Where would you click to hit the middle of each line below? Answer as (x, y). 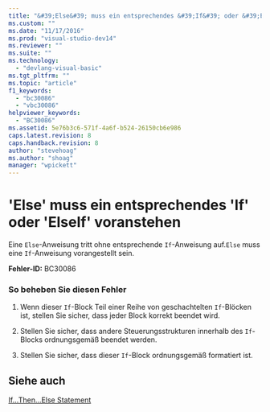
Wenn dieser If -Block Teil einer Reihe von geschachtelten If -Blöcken (135, 307)
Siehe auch (37, 380)
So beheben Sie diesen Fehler (67, 289)
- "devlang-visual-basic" (59, 68)
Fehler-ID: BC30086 (42, 269)
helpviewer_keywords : (45, 113)
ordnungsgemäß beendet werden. (100, 340)
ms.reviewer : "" (35, 46)
